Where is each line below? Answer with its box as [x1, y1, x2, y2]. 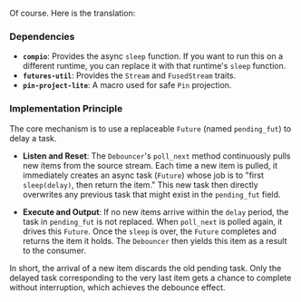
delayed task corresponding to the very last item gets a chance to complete [9, 272, 292, 283]
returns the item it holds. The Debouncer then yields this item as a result [22, 235, 287, 246]
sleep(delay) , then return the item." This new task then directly [22, 179, 258, 190]
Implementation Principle [9, 102, 123, 115]
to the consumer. [22, 245, 86, 256]
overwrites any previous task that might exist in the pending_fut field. [22, 189, 281, 200]
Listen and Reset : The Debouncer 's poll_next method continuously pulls [22, 150, 291, 161]
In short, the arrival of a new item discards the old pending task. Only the [9, 262, 282, 273]
